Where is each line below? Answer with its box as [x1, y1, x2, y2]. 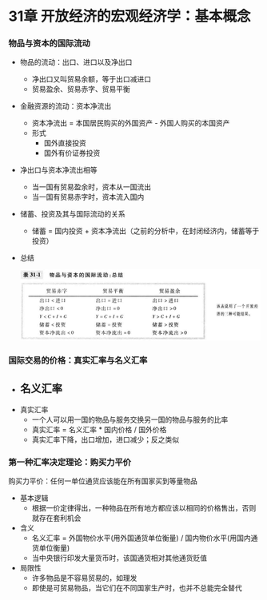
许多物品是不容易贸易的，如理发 [31, 573, 137, 582]
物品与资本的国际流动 [8, 38, 90, 49]
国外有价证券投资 [43, 149, 101, 158]
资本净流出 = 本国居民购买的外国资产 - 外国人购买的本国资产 [31, 118, 230, 128]
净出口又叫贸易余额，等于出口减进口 [31, 74, 152, 84]
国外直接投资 [43, 138, 86, 148]
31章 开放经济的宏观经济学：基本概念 [8, 7, 251, 26]
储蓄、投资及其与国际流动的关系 [19, 209, 126, 219]
